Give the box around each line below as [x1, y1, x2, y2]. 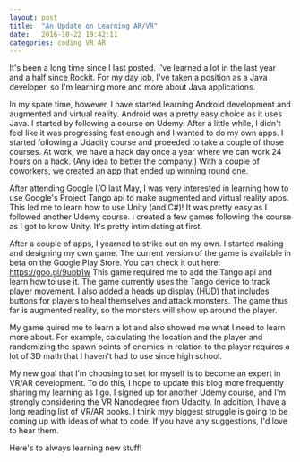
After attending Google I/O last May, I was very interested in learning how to [9, 183, 289, 193]
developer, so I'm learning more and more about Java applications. [9, 81, 256, 92]
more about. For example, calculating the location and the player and [9, 332, 263, 343]
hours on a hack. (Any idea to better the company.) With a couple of [9, 156, 261, 167]
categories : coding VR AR [9, 38, 106, 47]
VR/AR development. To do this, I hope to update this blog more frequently [9, 378, 285, 389]
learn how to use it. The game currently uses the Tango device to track [9, 277, 271, 287]
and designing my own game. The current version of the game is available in [9, 248, 291, 259]
